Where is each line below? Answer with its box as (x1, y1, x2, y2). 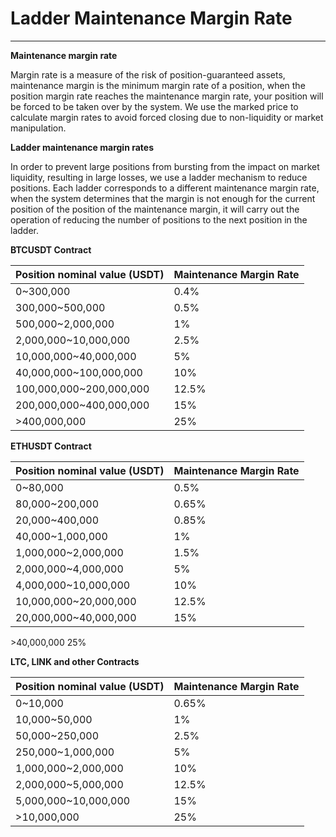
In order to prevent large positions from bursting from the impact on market (10, 160, 320, 172)
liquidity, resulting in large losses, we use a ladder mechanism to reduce (10, 171, 308, 183)
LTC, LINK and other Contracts (10, 655, 140, 667)
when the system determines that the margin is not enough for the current (10, 192, 316, 204)
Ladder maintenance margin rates (10, 141, 154, 153)
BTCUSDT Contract (10, 243, 92, 256)
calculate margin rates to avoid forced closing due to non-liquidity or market (10, 111, 324, 123)
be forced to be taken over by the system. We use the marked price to (10, 100, 299, 112)
